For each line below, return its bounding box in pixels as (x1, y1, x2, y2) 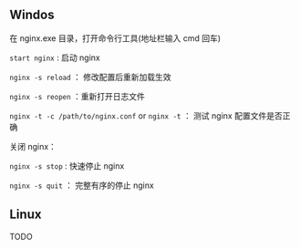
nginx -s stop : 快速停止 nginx (9, 160, 125, 171)
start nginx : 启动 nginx (9, 52, 100, 63)
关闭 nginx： (9, 140, 57, 151)
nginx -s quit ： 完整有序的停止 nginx (9, 180, 155, 191)
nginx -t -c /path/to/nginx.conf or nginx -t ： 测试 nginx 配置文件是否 (9, 109, 283, 121)
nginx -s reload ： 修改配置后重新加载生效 (9, 71, 171, 82)
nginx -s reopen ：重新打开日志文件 (9, 90, 146, 101)
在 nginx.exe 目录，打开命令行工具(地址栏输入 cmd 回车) (9, 32, 222, 44)
